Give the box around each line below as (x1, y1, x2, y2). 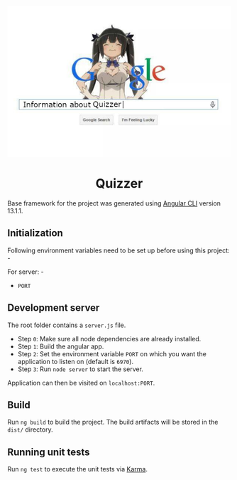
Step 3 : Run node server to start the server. (17, 365, 144, 373)
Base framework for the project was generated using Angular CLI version (7, 198, 221, 208)
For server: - (7, 267, 44, 276)
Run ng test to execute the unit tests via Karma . (7, 465, 148, 474)
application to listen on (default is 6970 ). (17, 357, 133, 366)
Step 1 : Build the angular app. (17, 342, 104, 351)
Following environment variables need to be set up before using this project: (7, 246, 230, 255)
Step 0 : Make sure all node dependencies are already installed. (17, 334, 202, 343)
